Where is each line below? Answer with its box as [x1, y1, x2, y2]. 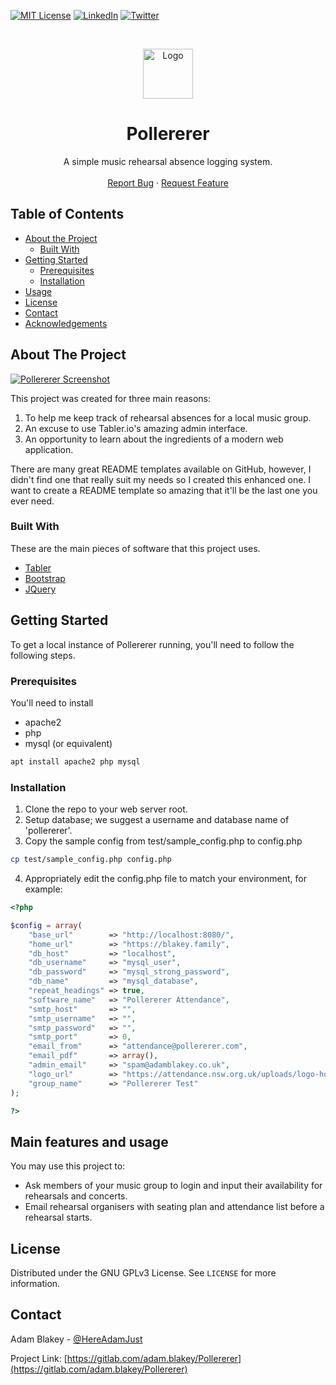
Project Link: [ [10, 1352, 68, 1364]
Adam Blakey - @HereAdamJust [10, 1333, 143, 1345]
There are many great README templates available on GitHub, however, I [10, 463, 312, 475]
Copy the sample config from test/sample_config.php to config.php [24, 835, 303, 847]
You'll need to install [10, 696, 94, 709]
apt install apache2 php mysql [10, 756, 141, 767]
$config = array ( [10, 920, 83, 930]
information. [10, 1278, 61, 1290]
